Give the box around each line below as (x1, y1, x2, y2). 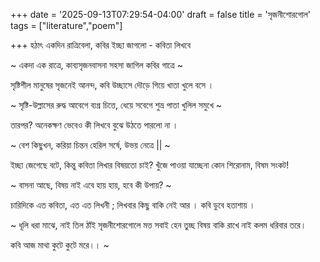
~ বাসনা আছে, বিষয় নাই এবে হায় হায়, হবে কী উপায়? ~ (10, 179, 172, 191)
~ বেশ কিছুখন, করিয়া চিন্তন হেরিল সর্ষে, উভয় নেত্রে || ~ (10, 139, 171, 151)
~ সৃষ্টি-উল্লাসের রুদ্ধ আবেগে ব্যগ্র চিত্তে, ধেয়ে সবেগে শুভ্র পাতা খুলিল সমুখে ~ (10, 99, 223, 111)
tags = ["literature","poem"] (10, 20, 123, 31)
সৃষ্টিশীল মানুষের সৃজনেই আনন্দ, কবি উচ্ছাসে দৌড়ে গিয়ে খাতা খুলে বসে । (10, 79, 215, 91)
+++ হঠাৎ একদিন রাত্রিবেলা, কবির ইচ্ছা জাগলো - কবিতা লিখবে (10, 39, 192, 51)
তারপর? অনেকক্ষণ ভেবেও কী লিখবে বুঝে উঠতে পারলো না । (10, 119, 179, 131)
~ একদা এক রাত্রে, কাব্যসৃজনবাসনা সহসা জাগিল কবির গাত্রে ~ (10, 59, 183, 71)
